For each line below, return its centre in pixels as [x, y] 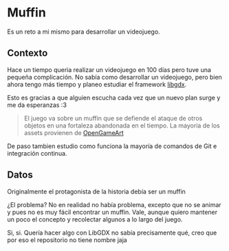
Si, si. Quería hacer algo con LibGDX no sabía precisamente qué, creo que [112, 232]
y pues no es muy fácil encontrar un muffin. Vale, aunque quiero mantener [112, 212]
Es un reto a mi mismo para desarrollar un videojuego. [84, 32]
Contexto [28, 53]
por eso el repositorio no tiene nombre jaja [67, 240]
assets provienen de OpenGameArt [74, 132]
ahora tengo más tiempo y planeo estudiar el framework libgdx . [97, 84]
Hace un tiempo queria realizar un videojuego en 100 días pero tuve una [109, 69]
